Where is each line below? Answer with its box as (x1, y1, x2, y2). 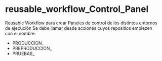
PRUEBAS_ (12, 51, 35, 57)
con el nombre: (5, 30, 36, 36)
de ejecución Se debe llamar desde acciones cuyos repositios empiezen (5, 25, 152, 31)
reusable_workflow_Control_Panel (5, 3, 149, 15)
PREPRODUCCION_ (12, 45, 52, 51)
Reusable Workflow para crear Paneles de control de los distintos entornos (5, 20, 158, 26)
